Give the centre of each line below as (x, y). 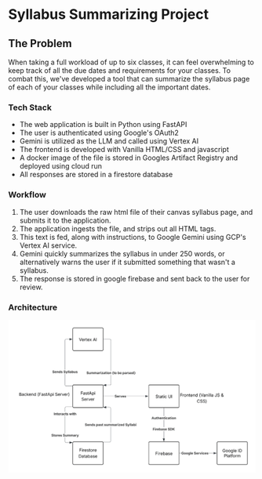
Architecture (33, 307)
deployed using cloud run (61, 166)
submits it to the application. (65, 220)
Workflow (27, 195)
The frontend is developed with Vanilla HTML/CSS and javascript (124, 150)
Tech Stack (30, 107)
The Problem (40, 44)
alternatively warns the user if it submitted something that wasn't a (127, 262)
